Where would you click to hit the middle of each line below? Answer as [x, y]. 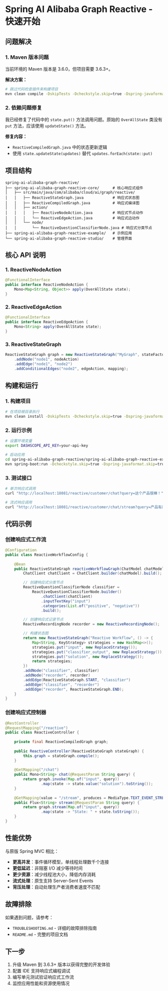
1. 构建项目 [18, 401]
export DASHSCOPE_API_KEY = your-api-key [47, 446]
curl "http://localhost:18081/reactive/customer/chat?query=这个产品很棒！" [84, 493]
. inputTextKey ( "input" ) [66, 601]
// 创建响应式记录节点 [43, 620]
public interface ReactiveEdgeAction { [47, 322]
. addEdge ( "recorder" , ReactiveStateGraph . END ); [73, 689]
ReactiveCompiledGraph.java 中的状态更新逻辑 [60, 147]
